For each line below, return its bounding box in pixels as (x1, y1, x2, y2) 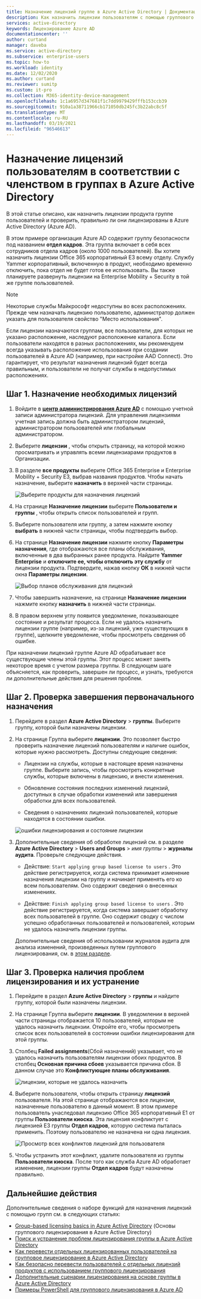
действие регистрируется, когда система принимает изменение (23, 869, 190, 876)
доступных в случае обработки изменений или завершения (23, 791, 178, 798)
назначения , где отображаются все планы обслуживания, (14, 545, 166, 552)
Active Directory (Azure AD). (6, 223, 77, 230)
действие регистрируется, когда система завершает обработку (23, 906, 188, 913)
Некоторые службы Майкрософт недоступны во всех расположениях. (6, 302, 187, 309)
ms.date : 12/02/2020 (6, 70, 58, 76)
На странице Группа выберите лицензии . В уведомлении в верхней (14, 1011, 190, 1018)
